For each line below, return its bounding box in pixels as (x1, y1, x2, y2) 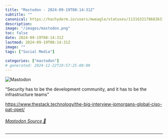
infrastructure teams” (5, 91, 49, 97)
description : (5, 21, 32, 26)
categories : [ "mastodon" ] (5, 58, 59, 63)
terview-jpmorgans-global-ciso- (95, 101, 162, 107)
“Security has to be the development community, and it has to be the (5, 86, 147, 92)
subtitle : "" (5, 12, 32, 17)
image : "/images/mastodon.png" (5, 26, 70, 31)
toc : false (5, 30, 28, 35)
